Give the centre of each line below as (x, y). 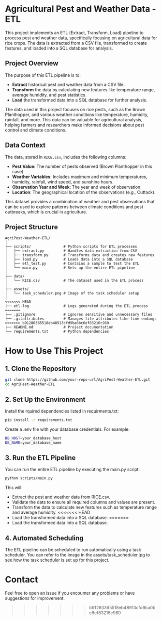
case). (18, 171)
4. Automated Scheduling (44, 538)
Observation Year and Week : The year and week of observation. (77, 187)
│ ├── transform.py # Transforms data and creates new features (80, 255)
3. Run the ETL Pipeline (40, 458)
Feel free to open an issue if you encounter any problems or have (70, 593)
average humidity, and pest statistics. (49, 95)
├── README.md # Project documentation (59, 327)
